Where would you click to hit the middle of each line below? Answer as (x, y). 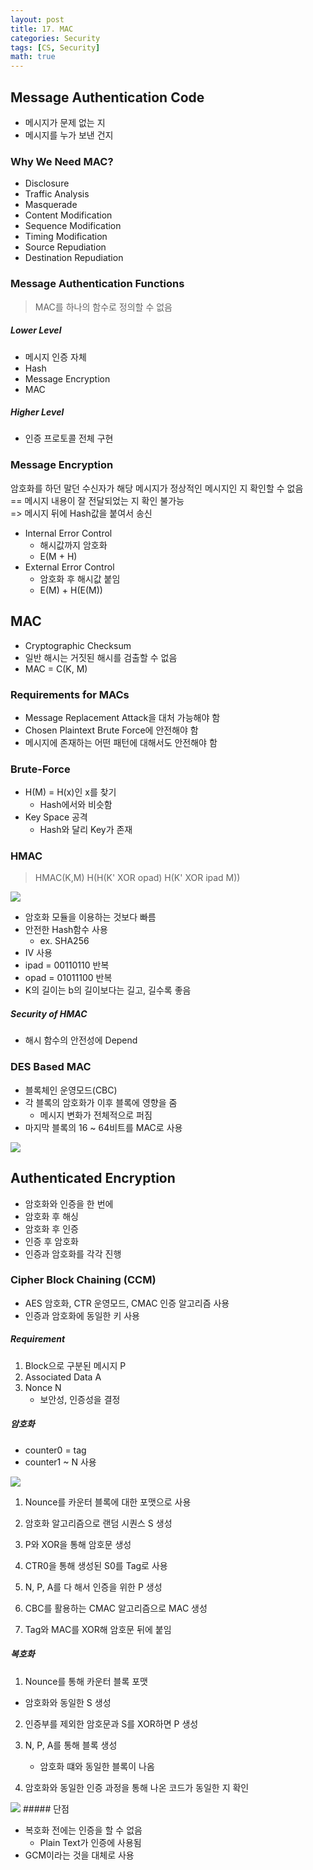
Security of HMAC (49, 1014)
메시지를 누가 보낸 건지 (69, 135)
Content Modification (68, 215)
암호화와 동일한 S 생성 (68, 1702)
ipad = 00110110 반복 (67, 965)
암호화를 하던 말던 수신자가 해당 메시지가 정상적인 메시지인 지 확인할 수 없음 (157, 488)
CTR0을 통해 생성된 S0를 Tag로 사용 (96, 1565)
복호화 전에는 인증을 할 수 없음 (83, 1830)
